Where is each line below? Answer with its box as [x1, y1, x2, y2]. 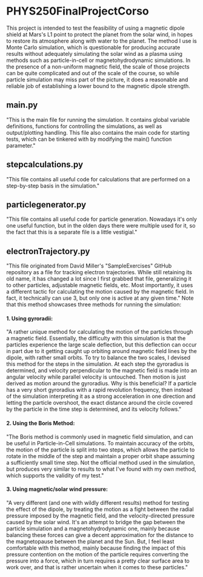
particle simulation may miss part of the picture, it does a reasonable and [6, 76, 188, 83]
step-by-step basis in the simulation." [6, 182, 100, 189]
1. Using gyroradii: [6, 314, 53, 322]
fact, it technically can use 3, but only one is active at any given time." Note [6, 294, 194, 302]
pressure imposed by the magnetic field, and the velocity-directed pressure [6, 511, 195, 519]
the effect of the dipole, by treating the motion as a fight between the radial [6, 505, 194, 513]
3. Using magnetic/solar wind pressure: [6, 485, 108, 493]
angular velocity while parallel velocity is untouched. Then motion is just [6, 373, 186, 380]
